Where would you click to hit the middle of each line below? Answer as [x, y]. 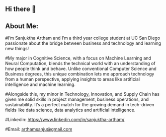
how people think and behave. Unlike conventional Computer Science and [81, 69]
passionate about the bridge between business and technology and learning [83, 43]
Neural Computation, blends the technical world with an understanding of [80, 64]
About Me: [22, 26]
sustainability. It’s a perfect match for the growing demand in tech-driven [80, 105]
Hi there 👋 [21, 9]
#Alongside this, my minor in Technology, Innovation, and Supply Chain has [83, 94]
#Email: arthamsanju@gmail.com [39, 129]
